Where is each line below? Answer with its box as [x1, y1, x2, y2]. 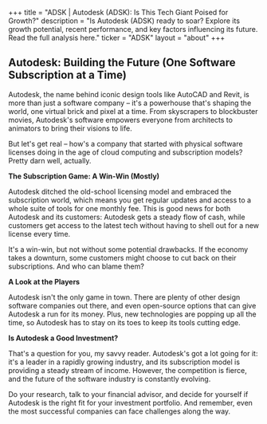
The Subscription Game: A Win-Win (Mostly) [8, 171, 160, 181]
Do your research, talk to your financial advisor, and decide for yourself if [8, 389, 249, 398]
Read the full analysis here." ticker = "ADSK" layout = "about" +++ [8, 33, 226, 42]
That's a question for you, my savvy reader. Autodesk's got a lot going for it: [8, 348, 258, 358]
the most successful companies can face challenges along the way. [8, 406, 231, 416]
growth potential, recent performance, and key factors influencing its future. [8, 25, 258, 33]
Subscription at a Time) [8, 69, 128, 82]
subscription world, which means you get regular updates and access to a [8, 195, 252, 205]
